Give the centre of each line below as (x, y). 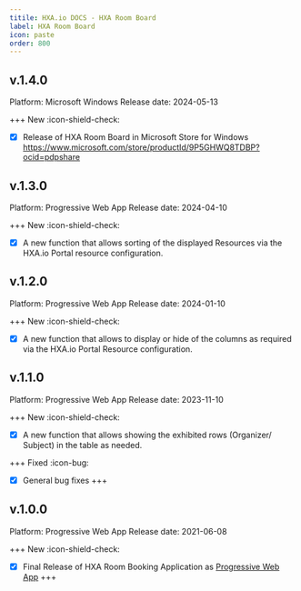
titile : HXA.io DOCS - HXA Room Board (83, 18)
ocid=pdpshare (51, 157)
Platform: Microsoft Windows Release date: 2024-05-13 (114, 102)
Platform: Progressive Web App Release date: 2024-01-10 (117, 303)
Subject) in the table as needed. (82, 445)
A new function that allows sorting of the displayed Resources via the (152, 243)
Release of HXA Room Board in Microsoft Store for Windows (135, 137)
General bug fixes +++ (65, 480)
